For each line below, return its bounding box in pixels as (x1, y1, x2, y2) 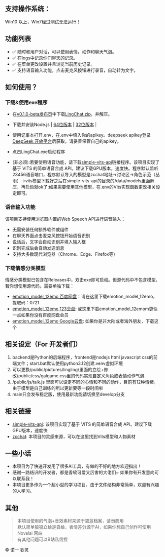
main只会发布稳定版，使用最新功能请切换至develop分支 (12, 391, 125, 397)
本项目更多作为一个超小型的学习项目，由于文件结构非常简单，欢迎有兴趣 (12, 482, 159, 488)
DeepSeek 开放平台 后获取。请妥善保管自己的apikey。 (12, 138, 122, 144)
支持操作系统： (5, 4, 51, 13)
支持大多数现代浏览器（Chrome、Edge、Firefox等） (12, 251, 118, 257)
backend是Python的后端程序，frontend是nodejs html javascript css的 (12, 354, 154, 360)
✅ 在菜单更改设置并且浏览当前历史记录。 (12, 61, 95, 67)
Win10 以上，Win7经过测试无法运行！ (5, 19, 81, 25)
